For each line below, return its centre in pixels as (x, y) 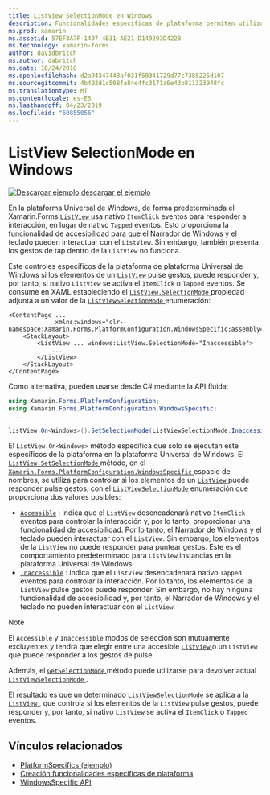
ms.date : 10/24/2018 (43, 68)
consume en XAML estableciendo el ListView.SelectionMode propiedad (127, 291)
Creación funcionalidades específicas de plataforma (106, 774)
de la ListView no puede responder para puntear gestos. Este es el (131, 547)
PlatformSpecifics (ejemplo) (66, 765)
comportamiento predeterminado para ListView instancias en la (125, 555)
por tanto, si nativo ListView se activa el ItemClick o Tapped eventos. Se (127, 283)
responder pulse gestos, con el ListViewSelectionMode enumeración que (129, 488)
